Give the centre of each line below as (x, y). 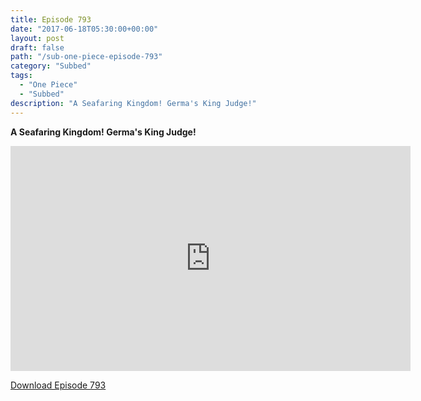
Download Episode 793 (58, 385)
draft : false (37, 47)
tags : (21, 76)
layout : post (37, 38)
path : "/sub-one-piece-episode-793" (86, 57)
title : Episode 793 (51, 19)
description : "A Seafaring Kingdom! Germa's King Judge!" (133, 103)
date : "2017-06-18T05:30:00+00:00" (84, 29)
